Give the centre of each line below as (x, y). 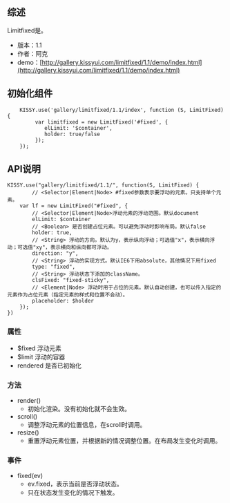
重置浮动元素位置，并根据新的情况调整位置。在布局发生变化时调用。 (124, 441)
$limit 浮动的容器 (41, 357)
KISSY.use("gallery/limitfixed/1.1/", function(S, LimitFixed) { (103, 185)
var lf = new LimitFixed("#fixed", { (74, 206)
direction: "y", (55, 254)
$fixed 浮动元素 (39, 348)
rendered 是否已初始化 (49, 366)
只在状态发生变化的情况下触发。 (73, 493)
